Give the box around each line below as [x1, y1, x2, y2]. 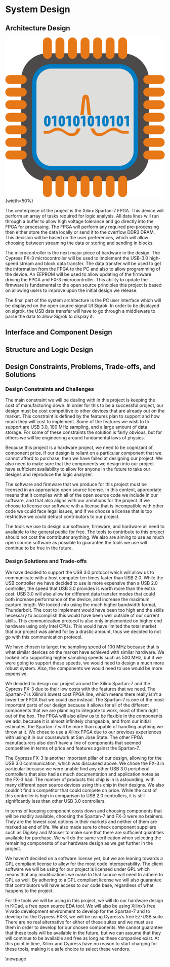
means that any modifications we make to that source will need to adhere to [5, 871, 163, 877]
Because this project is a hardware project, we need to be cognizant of [5, 444, 153, 451]
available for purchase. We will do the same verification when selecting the [5, 835, 161, 841]
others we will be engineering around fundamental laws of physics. [5, 435, 145, 441]
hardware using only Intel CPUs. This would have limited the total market [5, 623, 157, 629]
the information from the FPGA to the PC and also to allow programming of [5, 266, 161, 272]
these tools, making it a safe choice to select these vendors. [5, 946, 131, 952]
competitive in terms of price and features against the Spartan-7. [5, 745, 140, 751]
